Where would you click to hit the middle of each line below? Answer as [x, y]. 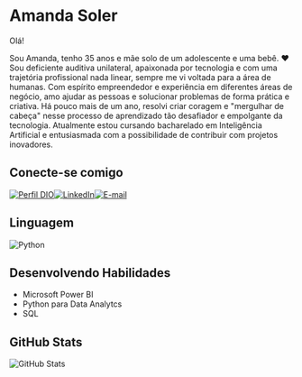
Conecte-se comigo [66, 173]
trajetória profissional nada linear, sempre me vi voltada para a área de [141, 77]
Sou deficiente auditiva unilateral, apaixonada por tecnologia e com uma [143, 68]
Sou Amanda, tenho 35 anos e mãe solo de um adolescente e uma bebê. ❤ [150, 58]
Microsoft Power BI [58, 295]
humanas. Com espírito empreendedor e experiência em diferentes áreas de [151, 87]
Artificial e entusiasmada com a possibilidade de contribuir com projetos [144, 134]
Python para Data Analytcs [72, 304]
